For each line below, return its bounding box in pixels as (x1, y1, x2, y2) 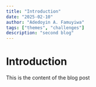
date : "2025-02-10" (6, 14, 54, 20)
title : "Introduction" (6, 8, 61, 14)
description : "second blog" (6, 30, 74, 36)
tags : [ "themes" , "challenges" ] (6, 24, 84, 31)
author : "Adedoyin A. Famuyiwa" (6, 19, 84, 25)
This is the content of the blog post (6, 74, 90, 81)
